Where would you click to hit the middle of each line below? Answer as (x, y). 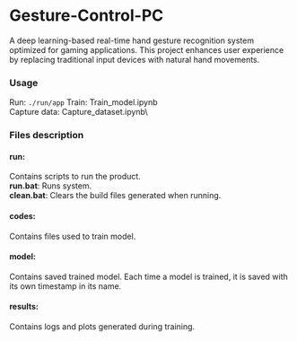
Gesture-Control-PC (87, 16)
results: (24, 307)
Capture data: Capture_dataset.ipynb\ (79, 112)
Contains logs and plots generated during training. (102, 326)
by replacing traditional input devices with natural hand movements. (135, 59)
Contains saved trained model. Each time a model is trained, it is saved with (149, 276)
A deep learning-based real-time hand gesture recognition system (131, 40)
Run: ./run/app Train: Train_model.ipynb (84, 102)
